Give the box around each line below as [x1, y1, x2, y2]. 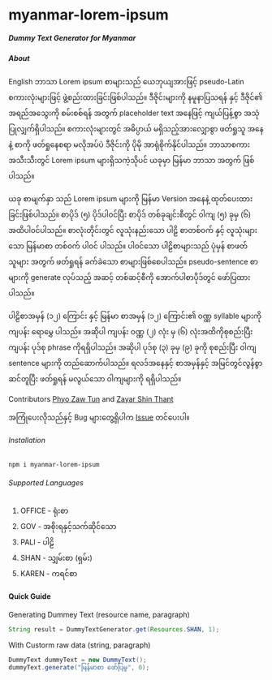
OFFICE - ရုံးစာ [19, 506, 69, 515]
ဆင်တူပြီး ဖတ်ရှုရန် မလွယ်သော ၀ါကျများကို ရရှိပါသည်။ [8, 373, 182, 383]
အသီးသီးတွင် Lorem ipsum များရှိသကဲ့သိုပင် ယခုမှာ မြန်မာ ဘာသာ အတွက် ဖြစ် [8, 155, 255, 165]
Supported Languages [8, 478, 84, 488]
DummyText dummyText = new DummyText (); [8, 656, 148, 664]
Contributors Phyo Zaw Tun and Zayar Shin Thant [8, 394, 174, 403]
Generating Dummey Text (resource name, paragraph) [8, 610, 191, 620]
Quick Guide [8, 592, 51, 601]
